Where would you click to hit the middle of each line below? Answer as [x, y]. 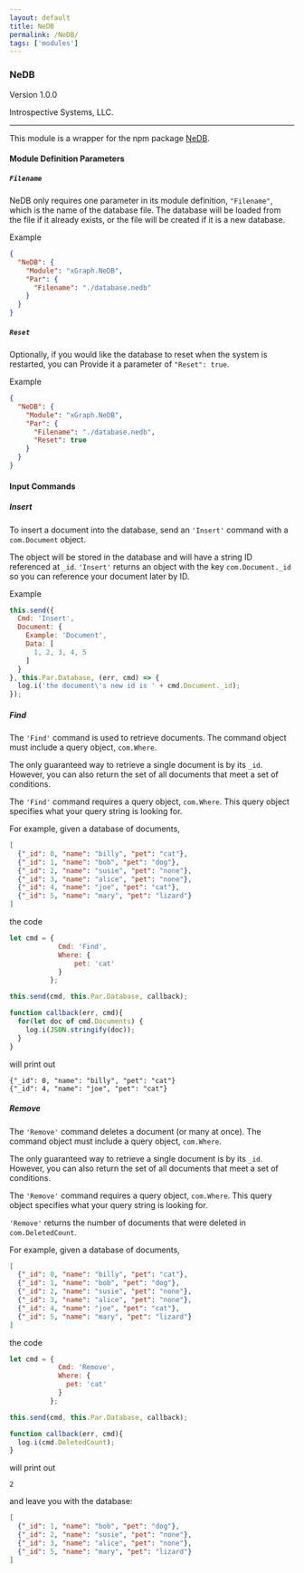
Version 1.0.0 [33, 94]
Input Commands [43, 486]
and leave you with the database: [71, 1501]
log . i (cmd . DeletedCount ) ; [66, 1442]
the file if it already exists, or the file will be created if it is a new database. [147, 220]
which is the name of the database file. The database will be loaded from [145, 210]
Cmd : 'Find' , [82, 946]
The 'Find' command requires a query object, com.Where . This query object [149, 801]
